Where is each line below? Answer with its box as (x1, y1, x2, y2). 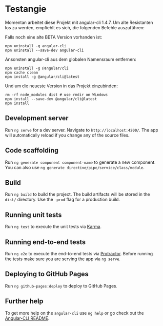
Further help (5, 297, 44, 306)
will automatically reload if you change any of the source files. (5, 132, 130, 138)
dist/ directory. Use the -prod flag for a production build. (5, 196, 120, 203)
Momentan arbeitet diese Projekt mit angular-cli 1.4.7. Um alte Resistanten (5, 19, 153, 25)
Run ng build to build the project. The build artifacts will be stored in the (5, 192, 150, 197)
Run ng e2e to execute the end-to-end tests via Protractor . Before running (5, 251, 153, 256)
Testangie (5, 3, 46, 15)
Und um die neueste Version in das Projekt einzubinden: (5, 83, 118, 89)
